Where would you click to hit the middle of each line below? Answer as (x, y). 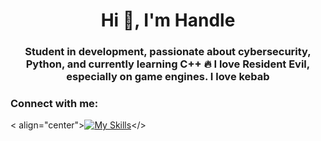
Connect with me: (54, 104)
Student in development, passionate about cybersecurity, (168, 52)
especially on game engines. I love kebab (168, 77)
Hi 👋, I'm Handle (168, 20)
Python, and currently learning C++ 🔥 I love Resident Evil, (168, 64)
